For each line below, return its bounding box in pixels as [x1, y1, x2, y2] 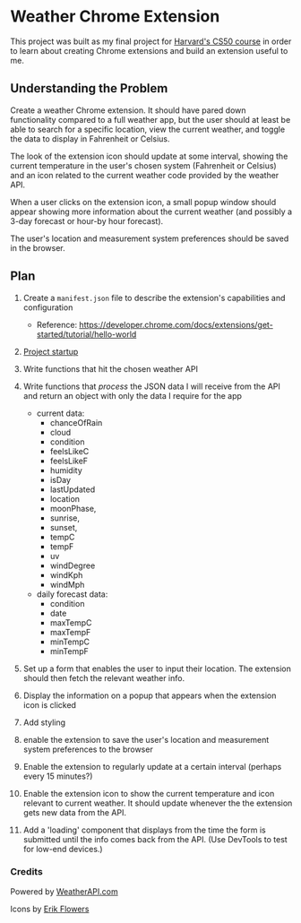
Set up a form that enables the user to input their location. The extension [22, 663, 292, 674]
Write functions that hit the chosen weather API [22, 363, 198, 374]
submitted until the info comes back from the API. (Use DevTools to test [22, 833, 288, 844]
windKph [49, 569, 83, 580]
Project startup [22, 346, 79, 357]
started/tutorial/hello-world [36, 329, 137, 340]
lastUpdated [49, 484, 96, 495]
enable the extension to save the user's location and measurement [22, 734, 270, 745]
